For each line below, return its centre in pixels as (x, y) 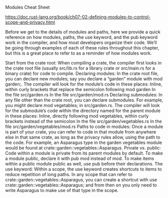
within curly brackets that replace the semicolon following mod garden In (80, 89)
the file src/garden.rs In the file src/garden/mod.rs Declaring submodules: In (84, 95)
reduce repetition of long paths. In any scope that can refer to (69, 174)
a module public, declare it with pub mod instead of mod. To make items (80, 158)
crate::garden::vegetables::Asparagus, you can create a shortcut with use (81, 180)
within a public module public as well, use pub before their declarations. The (84, 164)
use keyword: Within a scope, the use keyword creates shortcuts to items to (83, 169)
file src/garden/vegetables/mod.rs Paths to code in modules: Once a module (84, 126)
